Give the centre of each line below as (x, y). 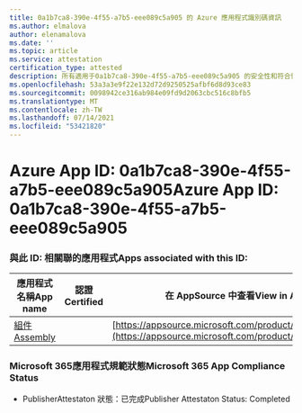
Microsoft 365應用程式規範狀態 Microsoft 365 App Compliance (147, 366)
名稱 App (35, 297)
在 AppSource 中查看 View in (226, 296)
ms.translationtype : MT (54, 101)
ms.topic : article (44, 51)
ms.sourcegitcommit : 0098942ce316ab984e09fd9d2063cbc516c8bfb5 (130, 93)
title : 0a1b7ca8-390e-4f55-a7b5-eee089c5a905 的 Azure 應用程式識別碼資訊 (146, 18)
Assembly (35, 337)
